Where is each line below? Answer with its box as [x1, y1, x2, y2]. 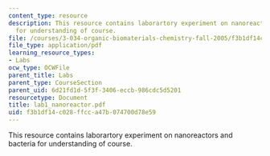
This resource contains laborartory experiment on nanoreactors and [8, 130, 233, 140]
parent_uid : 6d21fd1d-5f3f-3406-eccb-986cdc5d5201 [8, 86, 182, 94]
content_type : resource [8, 11, 88, 20]
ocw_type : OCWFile [8, 64, 70, 72]
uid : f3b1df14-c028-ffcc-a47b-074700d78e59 [8, 109, 157, 117]
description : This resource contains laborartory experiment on [8, 19, 228, 27]
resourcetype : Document [8, 94, 88, 102]
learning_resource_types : [8, 49, 95, 57]
